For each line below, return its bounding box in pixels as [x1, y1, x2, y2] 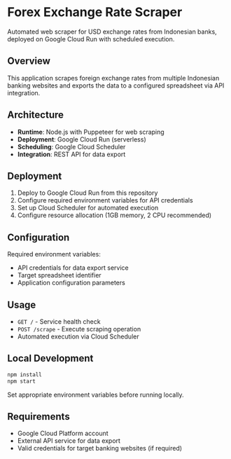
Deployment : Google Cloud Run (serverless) [17, 135, 147, 144]
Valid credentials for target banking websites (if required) [17, 444, 183, 453]
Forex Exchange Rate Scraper [7, 4, 183, 20]
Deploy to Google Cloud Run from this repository [17, 189, 158, 197]
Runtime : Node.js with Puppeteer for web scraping [17, 128, 164, 136]
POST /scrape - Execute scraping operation [17, 325, 141, 333]
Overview [7, 55, 51, 67]
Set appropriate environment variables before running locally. [7, 390, 184, 399]
